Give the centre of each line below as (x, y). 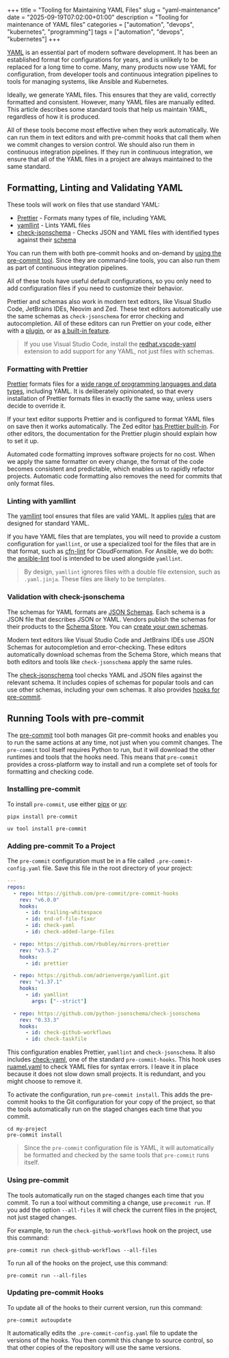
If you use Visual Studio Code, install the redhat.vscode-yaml (110, 344)
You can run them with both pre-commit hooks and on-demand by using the (114, 253)
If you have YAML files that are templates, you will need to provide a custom (114, 537)
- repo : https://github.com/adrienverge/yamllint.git (91, 976)
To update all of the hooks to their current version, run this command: (105, 1307)
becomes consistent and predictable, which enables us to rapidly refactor (111, 469)
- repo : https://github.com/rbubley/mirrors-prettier (91, 944)
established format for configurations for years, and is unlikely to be (103, 60)
